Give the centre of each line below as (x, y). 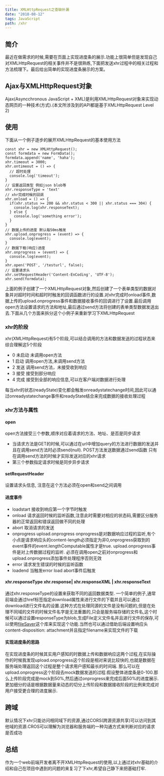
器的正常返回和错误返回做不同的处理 (49, 521)
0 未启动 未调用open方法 (37, 355)
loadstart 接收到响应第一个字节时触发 (50, 509)
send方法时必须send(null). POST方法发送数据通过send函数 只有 (93, 450)
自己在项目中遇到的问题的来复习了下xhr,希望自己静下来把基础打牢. (80, 768)
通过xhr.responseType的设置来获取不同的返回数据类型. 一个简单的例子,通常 (81, 593)
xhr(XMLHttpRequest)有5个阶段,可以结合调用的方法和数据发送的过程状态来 (80, 338)
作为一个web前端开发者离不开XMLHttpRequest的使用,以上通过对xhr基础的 (80, 762)
